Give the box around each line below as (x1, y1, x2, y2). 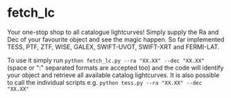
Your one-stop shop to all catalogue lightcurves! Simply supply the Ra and (7, 28, 219, 36)
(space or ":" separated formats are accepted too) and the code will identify (7, 63, 224, 72)
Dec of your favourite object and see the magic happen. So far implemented (7, 35, 225, 43)
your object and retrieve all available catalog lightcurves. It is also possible (7, 71, 220, 79)
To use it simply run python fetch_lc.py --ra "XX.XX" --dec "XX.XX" (7, 56, 205, 64)
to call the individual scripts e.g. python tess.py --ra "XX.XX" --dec (7, 78, 203, 86)
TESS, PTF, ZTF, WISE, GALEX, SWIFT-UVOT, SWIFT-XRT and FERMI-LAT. (7, 42, 220, 51)
